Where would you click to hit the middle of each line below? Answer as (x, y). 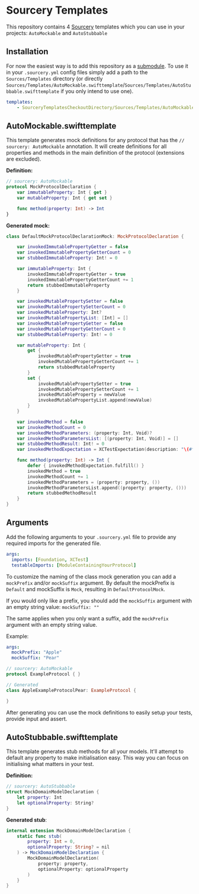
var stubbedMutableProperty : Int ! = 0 (65, 334)
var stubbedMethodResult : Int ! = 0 (61, 444)
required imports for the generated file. (54, 543)
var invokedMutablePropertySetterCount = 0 (71, 307)
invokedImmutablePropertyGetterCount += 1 (81, 280)
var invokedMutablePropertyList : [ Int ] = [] (73, 318)
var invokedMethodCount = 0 (51, 427)
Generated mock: (28, 225)
